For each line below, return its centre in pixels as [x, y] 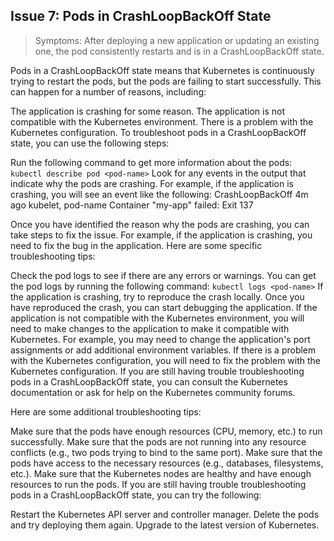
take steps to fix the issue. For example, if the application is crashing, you [161, 235]
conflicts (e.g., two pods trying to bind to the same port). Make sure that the [166, 452]
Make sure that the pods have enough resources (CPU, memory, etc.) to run [166, 431]
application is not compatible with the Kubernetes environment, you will [157, 318]
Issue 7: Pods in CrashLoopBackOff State [141, 16]
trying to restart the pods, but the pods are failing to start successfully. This [166, 81]
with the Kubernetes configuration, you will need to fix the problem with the [166, 360]
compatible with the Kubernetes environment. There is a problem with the [162, 121]
